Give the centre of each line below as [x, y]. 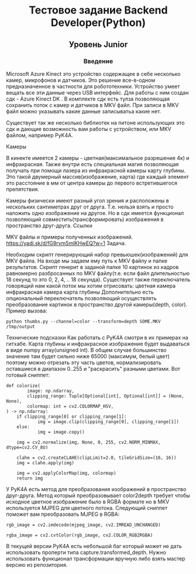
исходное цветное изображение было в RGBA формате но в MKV [88, 501]
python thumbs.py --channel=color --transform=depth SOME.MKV [83, 321]
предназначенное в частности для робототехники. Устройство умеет [93, 86]
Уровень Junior [98, 44]
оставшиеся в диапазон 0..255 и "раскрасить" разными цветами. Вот [93, 368]
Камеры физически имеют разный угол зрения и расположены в [88, 200]
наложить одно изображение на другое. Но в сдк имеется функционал [95, 213]
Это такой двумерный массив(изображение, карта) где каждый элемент [97, 176]
